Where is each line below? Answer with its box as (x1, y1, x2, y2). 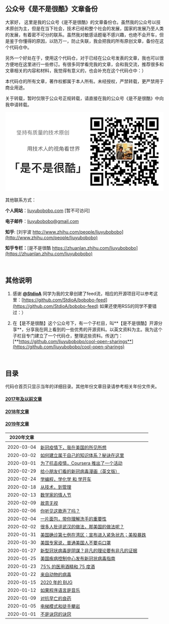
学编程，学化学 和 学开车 (40, 476, 92, 482)
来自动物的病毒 (40, 571, 71, 577)
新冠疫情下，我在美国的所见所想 (40, 444, 107, 450)
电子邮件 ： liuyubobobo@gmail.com (5, 218, 79, 224)
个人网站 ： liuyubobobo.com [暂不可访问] (5, 207, 90, 213)
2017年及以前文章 (5, 396, 42, 402)
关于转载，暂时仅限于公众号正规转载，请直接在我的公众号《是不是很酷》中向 (5, 95, 164, 101)
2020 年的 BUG (40, 579, 73, 585)
